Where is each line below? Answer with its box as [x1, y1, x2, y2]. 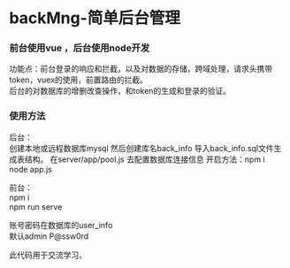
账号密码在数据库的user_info [9, 219, 113, 230]
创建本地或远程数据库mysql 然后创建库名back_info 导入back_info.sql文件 [9, 142, 274, 153]
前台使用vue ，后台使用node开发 [9, 42, 150, 54]
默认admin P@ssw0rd [9, 231, 89, 241]
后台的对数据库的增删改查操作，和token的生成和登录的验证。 [9, 86, 232, 96]
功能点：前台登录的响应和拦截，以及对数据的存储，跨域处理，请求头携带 [9, 64, 272, 74]
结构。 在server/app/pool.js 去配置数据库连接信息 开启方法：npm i [24, 154, 265, 165]
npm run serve [9, 201, 63, 212]
